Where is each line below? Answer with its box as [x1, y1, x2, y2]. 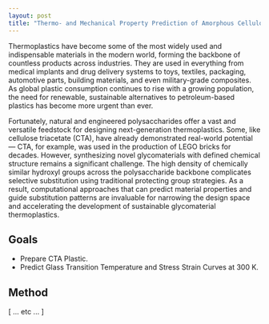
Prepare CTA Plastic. [19, 254, 88, 264]
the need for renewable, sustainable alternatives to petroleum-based [8, 92, 235, 102]
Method [8, 286, 49, 299]
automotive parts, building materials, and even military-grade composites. [8, 75, 252, 85]
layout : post [8, 11, 52, 20]
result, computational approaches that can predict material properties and [8, 184, 252, 194]
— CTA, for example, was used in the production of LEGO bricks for [8, 142, 231, 151]
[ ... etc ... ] [8, 307, 44, 317]
